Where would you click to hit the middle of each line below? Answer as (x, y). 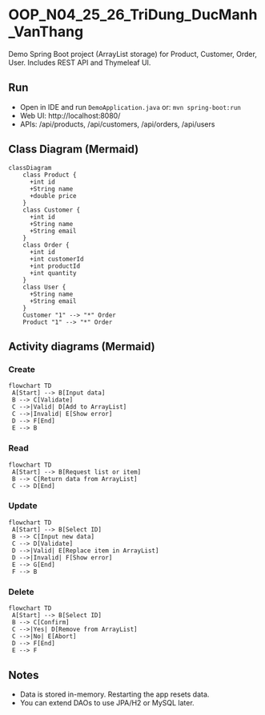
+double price (53, 196)
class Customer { (52, 210)
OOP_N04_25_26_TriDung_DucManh (133, 15)
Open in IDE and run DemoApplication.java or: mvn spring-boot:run (130, 107)
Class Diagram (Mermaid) (74, 149)
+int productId (55, 266)
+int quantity (53, 273)
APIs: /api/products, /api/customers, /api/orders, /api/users (117, 124)
